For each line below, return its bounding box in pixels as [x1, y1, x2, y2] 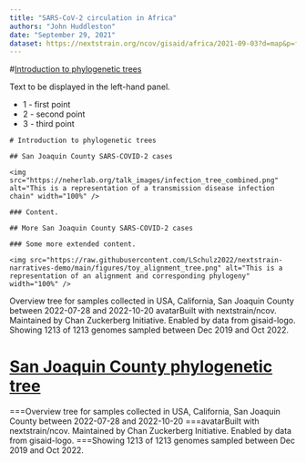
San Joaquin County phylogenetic [9, 356, 273, 377]
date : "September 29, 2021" [9, 30, 117, 39]
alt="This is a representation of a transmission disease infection [9, 184, 275, 193]
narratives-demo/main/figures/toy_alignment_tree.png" [9, 263, 222, 273]
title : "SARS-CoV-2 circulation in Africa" [9, 13, 178, 23]
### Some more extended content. [9, 240, 137, 249]
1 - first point [22, 99, 71, 110]
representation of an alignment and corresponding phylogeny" [9, 272, 250, 281]
